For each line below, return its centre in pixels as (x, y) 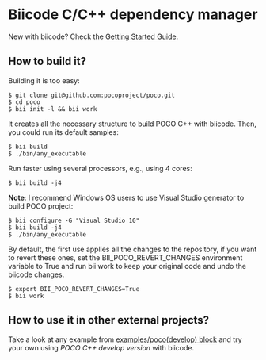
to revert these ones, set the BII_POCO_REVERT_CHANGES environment (125, 257)
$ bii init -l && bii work (53, 109)
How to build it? (47, 61)
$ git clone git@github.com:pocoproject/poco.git (92, 95)
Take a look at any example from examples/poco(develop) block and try (125, 339)
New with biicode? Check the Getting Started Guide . (93, 36)
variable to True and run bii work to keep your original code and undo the (127, 266)
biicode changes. (36, 274)
